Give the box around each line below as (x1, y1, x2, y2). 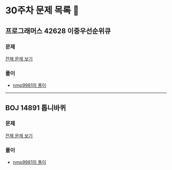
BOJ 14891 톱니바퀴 (5, 103, 67, 112)
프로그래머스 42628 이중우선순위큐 (5, 27, 111, 35)
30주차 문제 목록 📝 (5, 5, 79, 16)
